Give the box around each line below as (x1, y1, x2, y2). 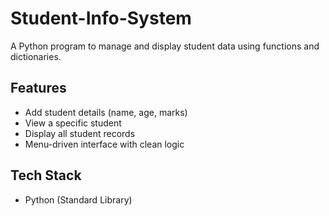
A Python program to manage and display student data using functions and (10, 40, 320, 52)
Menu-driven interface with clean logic (24, 138, 185, 150)
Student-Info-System (10, 7, 192, 30)
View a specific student (24, 117, 122, 129)
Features (10, 80, 67, 97)
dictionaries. (10, 50, 62, 62)
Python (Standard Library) (24, 193, 133, 206)
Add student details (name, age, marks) (24, 106, 188, 118)
